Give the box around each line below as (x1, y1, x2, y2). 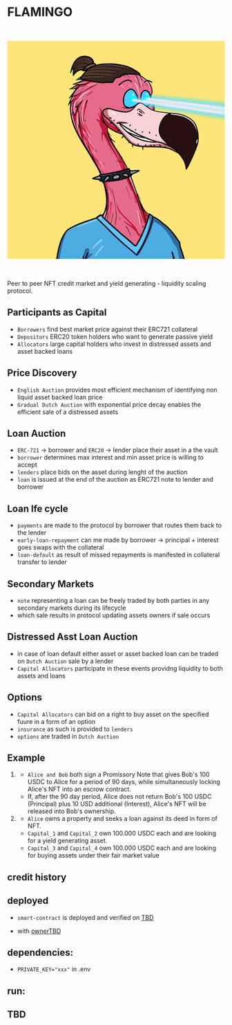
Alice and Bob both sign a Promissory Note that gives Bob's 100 (27, 770, 210, 779)
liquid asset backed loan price (17, 392, 103, 401)
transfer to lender (17, 558, 67, 566)
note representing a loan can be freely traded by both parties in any (17, 597, 210, 604)
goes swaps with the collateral (17, 543, 104, 552)
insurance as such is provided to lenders (17, 725, 133, 733)
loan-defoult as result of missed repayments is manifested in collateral (17, 551, 220, 559)
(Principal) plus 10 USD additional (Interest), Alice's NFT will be (27, 800, 206, 808)
